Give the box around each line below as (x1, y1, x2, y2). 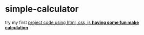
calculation (5, 24, 28, 30)
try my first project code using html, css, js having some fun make (5, 19, 139, 25)
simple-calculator (5, 3, 79, 15)
